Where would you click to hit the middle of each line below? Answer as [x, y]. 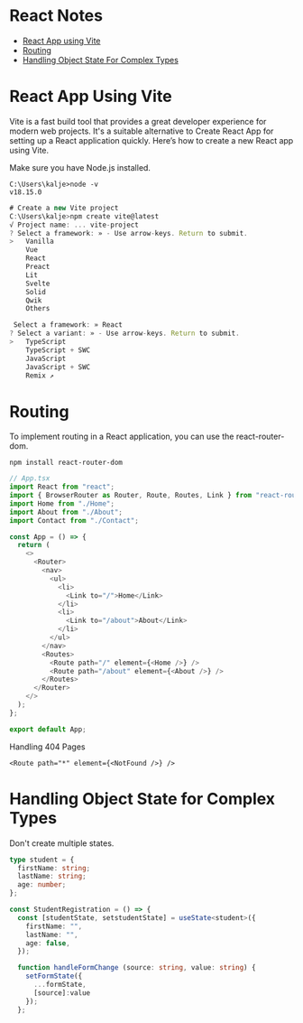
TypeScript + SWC [58, 350]
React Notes [56, 16]
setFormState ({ [54, 976]
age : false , [48, 943]
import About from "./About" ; [66, 512]
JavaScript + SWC [58, 367]
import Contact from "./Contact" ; [74, 520]
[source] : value [62, 993]
